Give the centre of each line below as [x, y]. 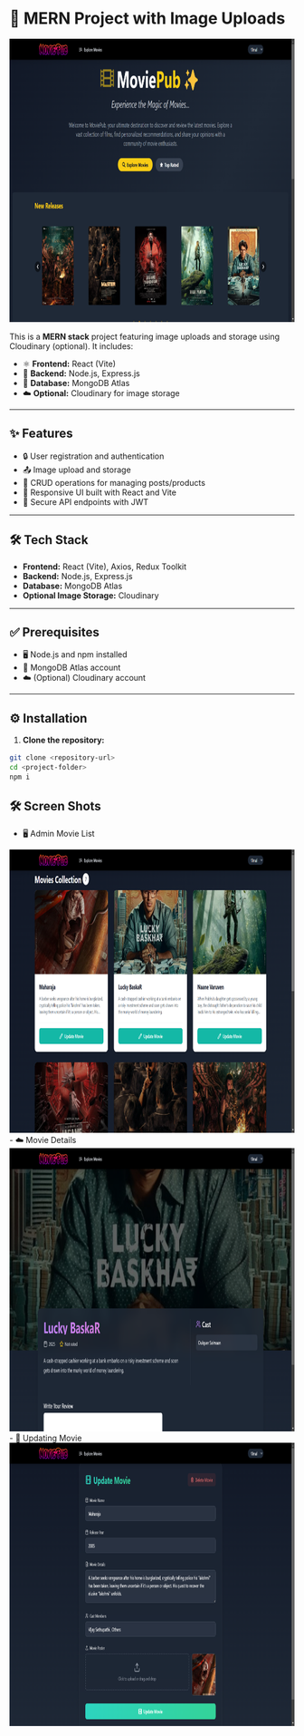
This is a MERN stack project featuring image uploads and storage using [145, 336]
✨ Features [41, 434]
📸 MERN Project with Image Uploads [147, 19]
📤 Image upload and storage [76, 470]
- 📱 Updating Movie [46, 1438]
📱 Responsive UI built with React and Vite [99, 492]
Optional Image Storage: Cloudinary [91, 595]
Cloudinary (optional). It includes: [71, 346]
